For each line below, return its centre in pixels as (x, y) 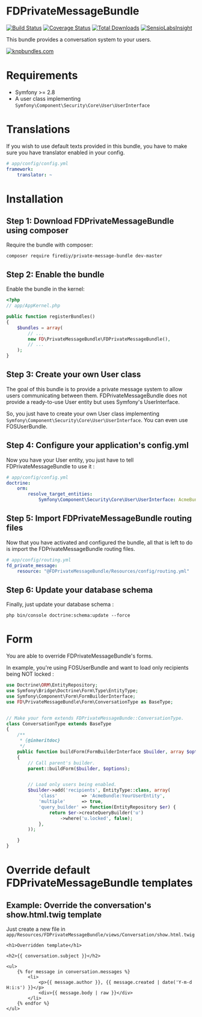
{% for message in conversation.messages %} (74, 972)
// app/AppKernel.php (33, 306)
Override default (48, 870)
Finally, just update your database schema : (60, 605)
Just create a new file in (36, 929)
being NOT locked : (30, 674)
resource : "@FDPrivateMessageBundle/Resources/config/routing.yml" (103, 571)
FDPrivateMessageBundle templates (100, 883)
